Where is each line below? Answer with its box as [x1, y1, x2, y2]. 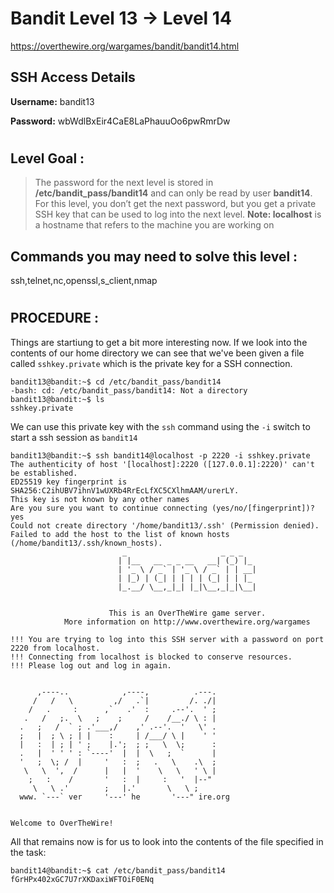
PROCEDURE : [10, 310, 99, 327]
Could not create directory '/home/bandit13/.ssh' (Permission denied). [10, 520, 320, 531]
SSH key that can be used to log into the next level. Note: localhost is [34, 208, 322, 221]
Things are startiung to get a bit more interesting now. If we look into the [10, 336, 308, 348]
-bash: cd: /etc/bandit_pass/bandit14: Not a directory [10, 385, 248, 396]
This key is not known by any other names [10, 494, 190, 504]
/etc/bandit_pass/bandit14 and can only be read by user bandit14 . [34, 187, 313, 199]
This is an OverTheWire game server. [108, 608, 267, 618]
